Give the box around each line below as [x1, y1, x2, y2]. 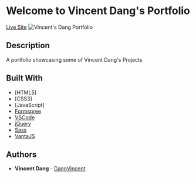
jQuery [14, 120, 31, 127]
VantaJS [14, 132, 35, 139]
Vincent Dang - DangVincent [14, 165, 86, 172]
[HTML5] [14, 89, 37, 96]
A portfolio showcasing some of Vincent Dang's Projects [6, 56, 143, 63]
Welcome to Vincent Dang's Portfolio [6, 4, 191, 18]
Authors [6, 149, 37, 159]
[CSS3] [14, 95, 32, 102]
